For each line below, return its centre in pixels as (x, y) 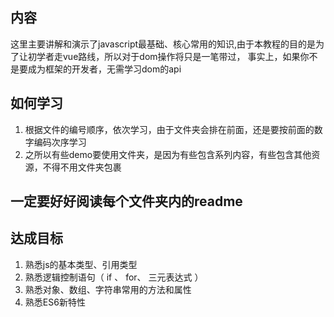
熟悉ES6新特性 (55, 302)
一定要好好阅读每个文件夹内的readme (126, 201)
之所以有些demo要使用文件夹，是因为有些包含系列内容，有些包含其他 (168, 154)
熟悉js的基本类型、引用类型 (81, 264)
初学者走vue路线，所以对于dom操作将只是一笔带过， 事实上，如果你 (168, 56)
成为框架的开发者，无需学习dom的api (104, 69)
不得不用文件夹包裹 (82, 167)
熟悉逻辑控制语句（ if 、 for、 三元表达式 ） (114, 277)
